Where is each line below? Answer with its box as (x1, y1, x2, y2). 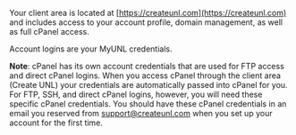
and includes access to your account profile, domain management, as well (9, 17, 283, 28)
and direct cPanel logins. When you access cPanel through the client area (9, 70, 282, 81)
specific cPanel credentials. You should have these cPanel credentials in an (9, 99, 287, 109)
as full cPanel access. (9, 27, 89, 36)
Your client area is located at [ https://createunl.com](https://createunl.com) (9, 8, 287, 18)
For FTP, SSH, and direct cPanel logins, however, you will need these (9, 89, 263, 99)
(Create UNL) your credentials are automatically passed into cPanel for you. (9, 80, 288, 90)
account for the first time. (9, 117, 103, 128)
